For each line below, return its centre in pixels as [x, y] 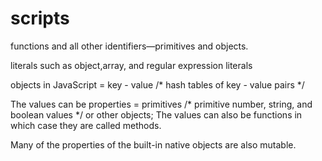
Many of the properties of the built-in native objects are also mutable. [153, 144]
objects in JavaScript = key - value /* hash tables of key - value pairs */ [157, 84]
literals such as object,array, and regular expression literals [131, 65]
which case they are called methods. [86, 125]
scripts [40, 18]
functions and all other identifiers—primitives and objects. [129, 46]
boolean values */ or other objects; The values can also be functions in [156, 114]
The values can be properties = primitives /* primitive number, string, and [161, 104]
